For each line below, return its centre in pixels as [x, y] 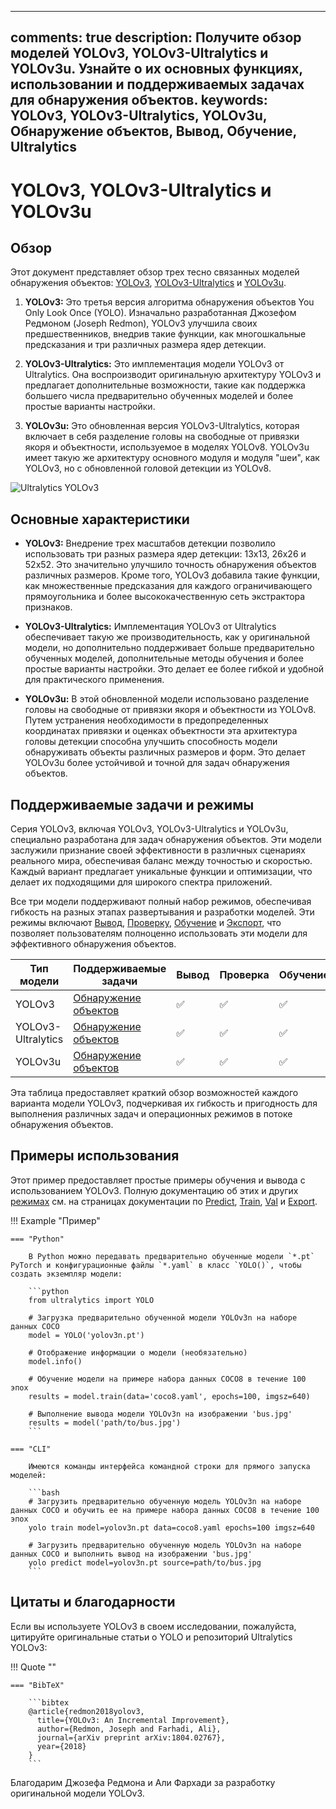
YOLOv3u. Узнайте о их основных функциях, [156, 69]
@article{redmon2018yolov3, [86, 1711]
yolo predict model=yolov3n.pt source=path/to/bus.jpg [145, 1562]
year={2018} [61, 1746]
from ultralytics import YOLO [91, 1300]
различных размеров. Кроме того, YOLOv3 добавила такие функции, [172, 575]
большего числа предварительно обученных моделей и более [159, 396]
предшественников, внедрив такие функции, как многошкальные [165, 334]
